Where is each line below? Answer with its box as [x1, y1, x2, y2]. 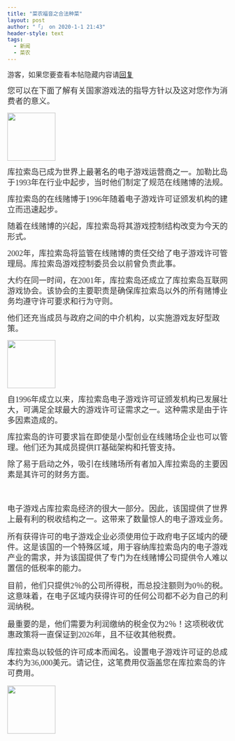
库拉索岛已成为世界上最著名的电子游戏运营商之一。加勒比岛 [7, 167, 228, 177]
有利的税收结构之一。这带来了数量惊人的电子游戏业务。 [22, 514, 228, 524]
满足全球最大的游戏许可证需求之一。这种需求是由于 [30, 405, 220, 415]
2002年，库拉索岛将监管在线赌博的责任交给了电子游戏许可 [7, 248, 220, 258]
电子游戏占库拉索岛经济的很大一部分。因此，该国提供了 [7, 504, 212, 514]
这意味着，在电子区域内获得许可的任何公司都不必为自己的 [7, 591, 220, 601]
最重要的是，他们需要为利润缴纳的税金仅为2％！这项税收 [7, 619, 216, 629]
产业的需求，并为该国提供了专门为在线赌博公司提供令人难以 [7, 553, 228, 563]
